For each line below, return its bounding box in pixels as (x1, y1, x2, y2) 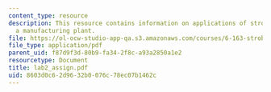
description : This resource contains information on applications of (8, 19, 248, 27)
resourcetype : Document (8, 57, 89, 65)
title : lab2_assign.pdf (8, 64, 89, 72)
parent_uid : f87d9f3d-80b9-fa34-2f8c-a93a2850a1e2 (8, 49, 182, 57)
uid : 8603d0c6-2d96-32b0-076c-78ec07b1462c (8, 71, 157, 79)
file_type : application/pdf (8, 42, 103, 50)
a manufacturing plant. (15, 26, 95, 34)
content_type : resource (8, 11, 89, 20)
